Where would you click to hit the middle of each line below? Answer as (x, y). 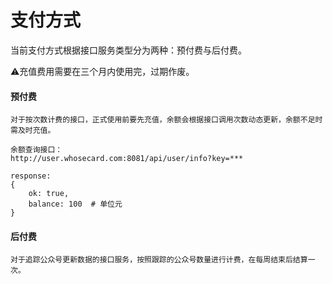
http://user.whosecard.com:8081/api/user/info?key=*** (127, 159)
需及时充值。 (33, 131)
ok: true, (49, 194)
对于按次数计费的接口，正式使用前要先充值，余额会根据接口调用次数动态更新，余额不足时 (166, 120)
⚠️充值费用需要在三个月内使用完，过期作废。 (102, 71)
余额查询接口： (36, 150)
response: (31, 176)
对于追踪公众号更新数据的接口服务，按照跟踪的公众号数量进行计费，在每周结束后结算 (159, 260)
